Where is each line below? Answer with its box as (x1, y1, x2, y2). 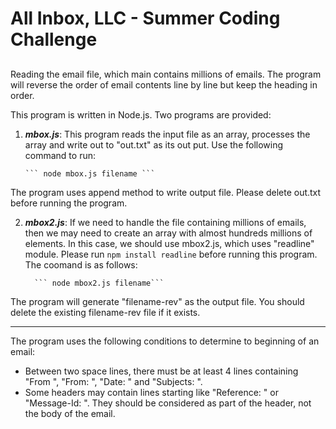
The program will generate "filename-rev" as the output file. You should (10, 295, 305, 307)
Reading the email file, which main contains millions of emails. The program (10, 68, 322, 80)
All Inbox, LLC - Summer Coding (10, 7, 281, 30)
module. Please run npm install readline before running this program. (24, 248, 318, 260)
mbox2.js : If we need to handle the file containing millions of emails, (24, 216, 307, 228)
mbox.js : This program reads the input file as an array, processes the (24, 128, 311, 140)
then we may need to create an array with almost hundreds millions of (24, 227, 313, 239)
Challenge (10, 28, 98, 51)
